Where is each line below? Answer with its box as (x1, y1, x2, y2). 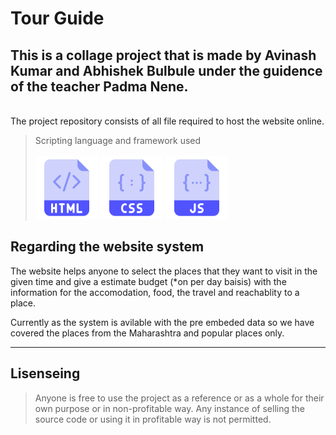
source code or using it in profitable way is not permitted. (34, 413, 272, 425)
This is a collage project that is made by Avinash (10, 47, 317, 64)
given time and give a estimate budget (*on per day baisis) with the (10, 275, 287, 287)
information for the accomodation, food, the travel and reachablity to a (10, 286, 300, 298)
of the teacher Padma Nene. (10, 78, 189, 95)
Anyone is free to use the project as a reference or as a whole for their (34, 392, 325, 404)
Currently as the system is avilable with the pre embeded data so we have (10, 316, 315, 328)
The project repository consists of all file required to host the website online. (10, 115, 325, 127)
